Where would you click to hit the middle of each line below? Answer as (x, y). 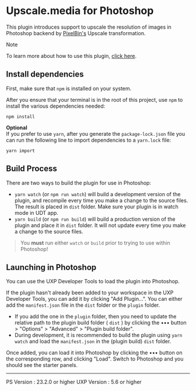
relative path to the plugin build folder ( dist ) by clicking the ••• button (100, 323)
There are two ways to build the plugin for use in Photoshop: (79, 183)
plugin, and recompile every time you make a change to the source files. (101, 200)
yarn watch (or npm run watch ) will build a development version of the (97, 194)
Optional (17, 128)
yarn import (20, 150)
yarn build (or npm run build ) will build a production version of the (95, 219)
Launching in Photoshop (51, 267)
